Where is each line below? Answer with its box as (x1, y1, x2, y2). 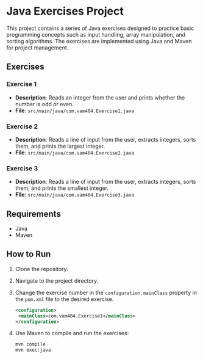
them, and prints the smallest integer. (15, 184, 109, 192)
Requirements (6, 209, 61, 219)
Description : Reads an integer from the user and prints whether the (15, 93, 185, 101)
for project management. (6, 44, 69, 51)
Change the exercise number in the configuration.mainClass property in (15, 289, 197, 296)
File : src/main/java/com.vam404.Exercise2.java (15, 148, 135, 156)
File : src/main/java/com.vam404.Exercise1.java (15, 107, 135, 114)
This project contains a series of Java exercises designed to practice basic (6, 24, 194, 32)
